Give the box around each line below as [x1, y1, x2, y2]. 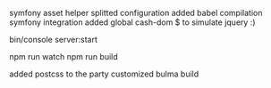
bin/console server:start [9, 35, 98, 44]
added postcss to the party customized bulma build [9, 68, 199, 79]
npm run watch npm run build [9, 52, 118, 61]
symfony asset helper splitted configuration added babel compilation [9, 8, 263, 18]
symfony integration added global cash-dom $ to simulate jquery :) [9, 17, 256, 28]
